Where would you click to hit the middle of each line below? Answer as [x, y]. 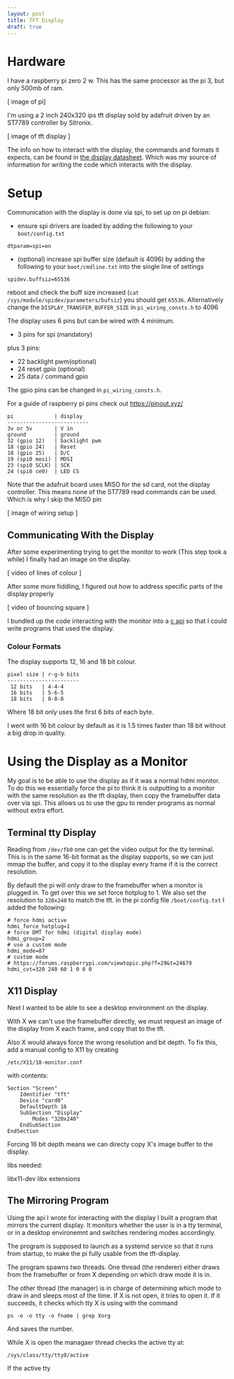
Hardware [36, 61]
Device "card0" [42, 1100]
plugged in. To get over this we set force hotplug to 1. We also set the [107, 892]
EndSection [23, 1131]
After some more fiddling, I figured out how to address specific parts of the [115, 587]
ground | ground [43, 435]
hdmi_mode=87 [26, 951]
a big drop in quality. [37, 733]
